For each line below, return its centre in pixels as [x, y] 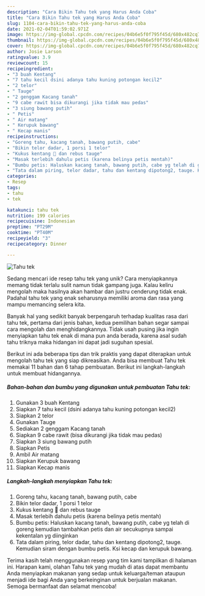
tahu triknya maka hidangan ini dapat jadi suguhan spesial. [80, 342]
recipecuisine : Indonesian [41, 221]
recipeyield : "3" [29, 238]
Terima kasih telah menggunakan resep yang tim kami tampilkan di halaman [102, 560]
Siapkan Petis [33, 448]
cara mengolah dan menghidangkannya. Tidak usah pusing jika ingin [93, 329]
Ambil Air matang [37, 454]
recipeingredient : [30, 69]
